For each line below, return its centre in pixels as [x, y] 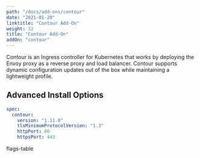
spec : [13, 109]
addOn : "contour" [28, 40]
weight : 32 [20, 29]
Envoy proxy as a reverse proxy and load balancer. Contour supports [92, 63]
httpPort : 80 [34, 131]
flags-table [20, 149]
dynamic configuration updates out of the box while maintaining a [88, 70]
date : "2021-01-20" [31, 17]
